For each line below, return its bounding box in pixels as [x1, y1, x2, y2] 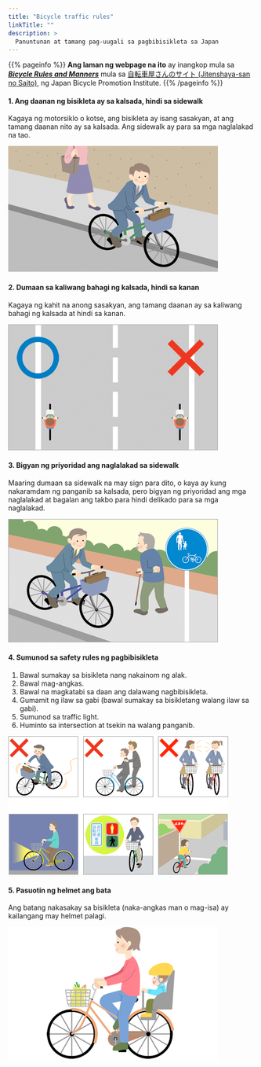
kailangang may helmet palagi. [8, 911, 107, 921]
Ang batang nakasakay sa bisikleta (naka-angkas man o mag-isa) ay [8, 903, 229, 912]
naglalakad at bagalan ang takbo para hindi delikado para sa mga [8, 495, 219, 504]
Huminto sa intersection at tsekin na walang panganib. [19, 720, 195, 730]
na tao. [8, 131, 31, 140]
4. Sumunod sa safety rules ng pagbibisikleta [8, 653, 159, 662]
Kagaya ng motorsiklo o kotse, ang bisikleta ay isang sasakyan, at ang [8, 114, 234, 123]
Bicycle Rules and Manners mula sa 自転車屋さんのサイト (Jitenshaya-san [8, 69, 251, 79]
